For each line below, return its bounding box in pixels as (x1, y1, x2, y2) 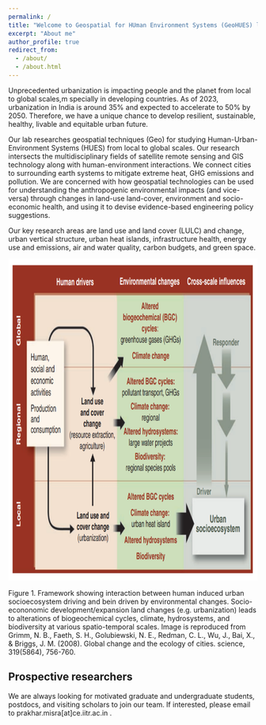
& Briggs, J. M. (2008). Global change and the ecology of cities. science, (8, 639, 245, 648)
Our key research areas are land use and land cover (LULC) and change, (8, 226, 245, 235)
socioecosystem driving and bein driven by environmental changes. (8, 597, 230, 606)
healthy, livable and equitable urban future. (8, 119, 149, 128)
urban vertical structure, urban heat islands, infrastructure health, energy (8, 234, 247, 243)
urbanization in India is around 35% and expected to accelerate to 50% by (8, 102, 251, 112)
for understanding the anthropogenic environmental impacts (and (8, 185, 222, 194)
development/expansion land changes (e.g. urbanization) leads (50, 605, 257, 614)
